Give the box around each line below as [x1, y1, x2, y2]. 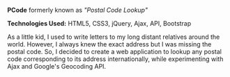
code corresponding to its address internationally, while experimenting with [7, 55, 224, 63]
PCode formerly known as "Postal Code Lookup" [7, 6, 148, 14]
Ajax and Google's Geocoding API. [7, 62, 107, 70]
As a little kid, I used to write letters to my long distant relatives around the [7, 33, 220, 41]
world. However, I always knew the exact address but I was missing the [7, 40, 212, 48]
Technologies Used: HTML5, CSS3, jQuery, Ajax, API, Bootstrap [7, 19, 192, 27]
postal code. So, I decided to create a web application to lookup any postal [7, 48, 222, 55]
